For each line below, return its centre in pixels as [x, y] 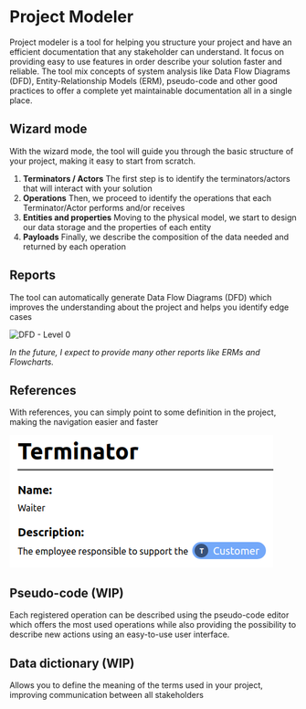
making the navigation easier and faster [84, 422]
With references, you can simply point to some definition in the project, [143, 412]
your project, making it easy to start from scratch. [103, 161]
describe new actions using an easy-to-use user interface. [120, 635]
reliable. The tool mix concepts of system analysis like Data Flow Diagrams [150, 71]
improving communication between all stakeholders [106, 695]
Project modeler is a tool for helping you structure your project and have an [151, 42]
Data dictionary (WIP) [72, 663]
